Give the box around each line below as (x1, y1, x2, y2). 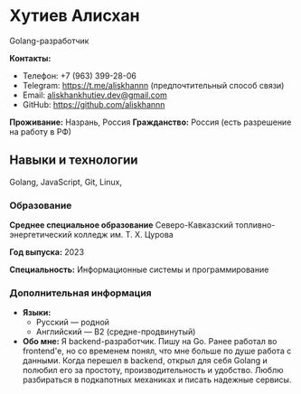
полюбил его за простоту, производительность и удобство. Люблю (22, 365, 284, 376)
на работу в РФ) (9, 126, 72, 136)
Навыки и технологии (9, 153, 138, 168)
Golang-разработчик (9, 35, 89, 46)
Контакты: (9, 52, 52, 63)
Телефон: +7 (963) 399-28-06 (22, 70, 137, 81)
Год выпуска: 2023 (9, 247, 84, 258)
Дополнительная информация (9, 286, 152, 299)
